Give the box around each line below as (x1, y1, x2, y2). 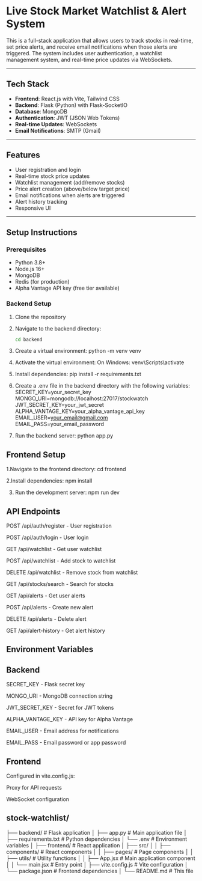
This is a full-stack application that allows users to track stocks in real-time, (6, 37, 194, 44)
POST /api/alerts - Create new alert (6, 604, 94, 611)
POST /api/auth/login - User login (6, 534, 89, 541)
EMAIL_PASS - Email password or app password (6, 739, 126, 746)
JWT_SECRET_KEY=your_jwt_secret (14, 401, 104, 409)
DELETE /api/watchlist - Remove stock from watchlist (6, 569, 138, 576)
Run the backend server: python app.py (14, 432, 114, 439)
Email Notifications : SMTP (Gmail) (14, 127, 101, 134)
